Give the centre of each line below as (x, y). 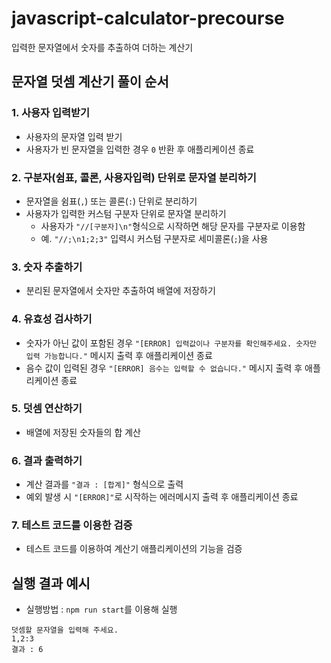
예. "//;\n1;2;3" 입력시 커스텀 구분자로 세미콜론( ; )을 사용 (154, 238)
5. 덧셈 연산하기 (47, 409)
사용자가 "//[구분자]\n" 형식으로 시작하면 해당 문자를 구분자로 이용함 (173, 226)
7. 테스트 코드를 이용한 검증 (72, 525)
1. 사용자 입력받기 (51, 113)
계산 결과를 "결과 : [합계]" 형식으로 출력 (104, 484)
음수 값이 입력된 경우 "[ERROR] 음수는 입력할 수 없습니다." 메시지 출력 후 (164, 368)
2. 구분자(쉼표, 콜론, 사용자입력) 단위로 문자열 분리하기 (134, 177)
